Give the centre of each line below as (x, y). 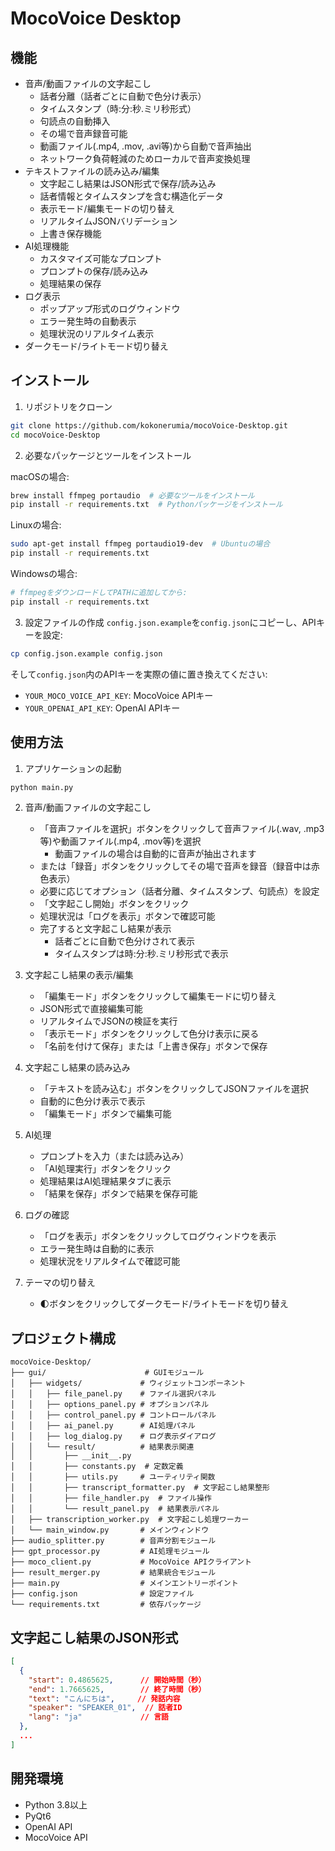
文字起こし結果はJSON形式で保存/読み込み (128, 183)
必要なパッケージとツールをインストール (108, 455)
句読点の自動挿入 (75, 121)
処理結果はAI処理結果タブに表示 (105, 1181)
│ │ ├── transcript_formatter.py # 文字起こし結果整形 (140, 1488)
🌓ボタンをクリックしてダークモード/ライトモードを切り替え (164, 1304)
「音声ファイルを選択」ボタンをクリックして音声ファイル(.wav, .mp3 (182, 829)
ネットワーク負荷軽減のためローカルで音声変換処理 (145, 158)
